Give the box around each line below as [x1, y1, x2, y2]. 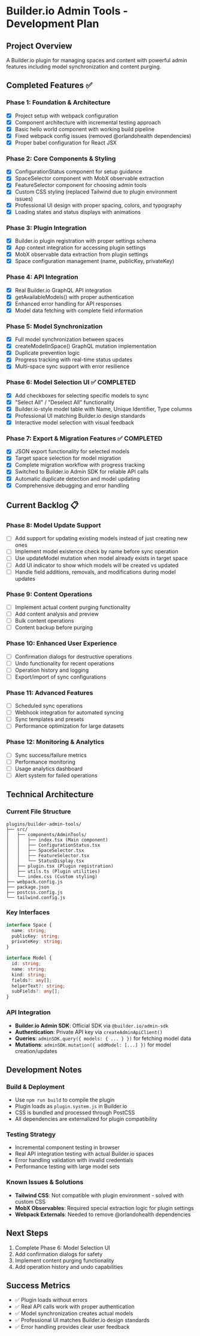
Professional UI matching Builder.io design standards [14, 412, 146, 419]
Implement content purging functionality [14, 1257, 114, 1264]
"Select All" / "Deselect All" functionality [14, 399, 115, 406]
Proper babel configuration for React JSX [14, 139, 117, 146]
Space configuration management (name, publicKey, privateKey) [14, 258, 175, 265]
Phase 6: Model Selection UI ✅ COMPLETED [6, 378, 137, 387]
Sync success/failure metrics [14, 751, 87, 759]
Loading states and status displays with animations [14, 208, 141, 215]
